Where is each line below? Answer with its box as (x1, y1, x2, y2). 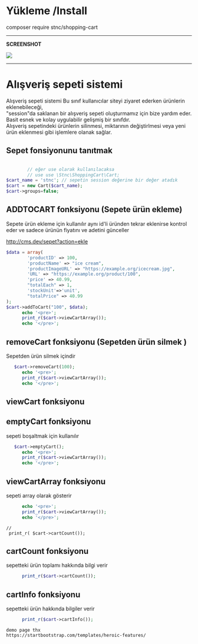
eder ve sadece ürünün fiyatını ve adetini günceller (6, 226, 130, 233)
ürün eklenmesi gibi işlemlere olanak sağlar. (6, 128, 112, 136)
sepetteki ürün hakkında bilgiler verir (6, 605, 95, 612)
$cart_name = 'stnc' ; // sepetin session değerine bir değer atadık (6, 177, 178, 183)
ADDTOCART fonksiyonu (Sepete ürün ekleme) (6, 204, 183, 214)
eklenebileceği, (6, 103, 43, 110)
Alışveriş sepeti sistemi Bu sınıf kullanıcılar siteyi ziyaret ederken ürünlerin (6, 97, 185, 104)
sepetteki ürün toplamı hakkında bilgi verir (6, 562, 108, 569)
